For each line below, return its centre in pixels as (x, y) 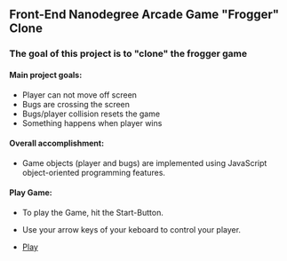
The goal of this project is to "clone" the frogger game (128, 54)
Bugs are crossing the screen (76, 104)
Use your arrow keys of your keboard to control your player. (132, 229)
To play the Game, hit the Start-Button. (93, 212)
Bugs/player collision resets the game (91, 114)
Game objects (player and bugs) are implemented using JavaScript (144, 162)
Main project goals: (46, 75)
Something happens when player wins (92, 123)
